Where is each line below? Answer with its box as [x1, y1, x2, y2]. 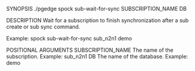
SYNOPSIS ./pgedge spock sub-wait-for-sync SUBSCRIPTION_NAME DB [6, 5, 187, 12]
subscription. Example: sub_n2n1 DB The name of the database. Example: [6, 53, 188, 60]
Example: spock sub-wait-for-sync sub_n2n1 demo [6, 35, 132, 42]
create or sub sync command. [6, 23, 80, 30]
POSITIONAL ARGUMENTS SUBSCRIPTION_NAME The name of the [6, 46, 174, 54]
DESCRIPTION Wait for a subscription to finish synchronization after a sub [6, 17, 189, 23]
